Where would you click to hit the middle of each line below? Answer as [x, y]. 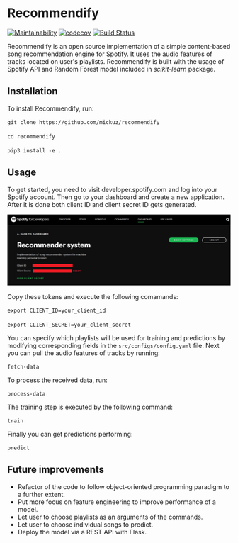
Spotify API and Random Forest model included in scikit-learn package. [112, 69]
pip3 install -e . [34, 150]
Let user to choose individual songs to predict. [85, 524]
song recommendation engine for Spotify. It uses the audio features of [110, 54]
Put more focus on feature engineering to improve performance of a [117, 502]
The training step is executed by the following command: [90, 407]
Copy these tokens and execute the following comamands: [93, 297]
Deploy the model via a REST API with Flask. [82, 532]
